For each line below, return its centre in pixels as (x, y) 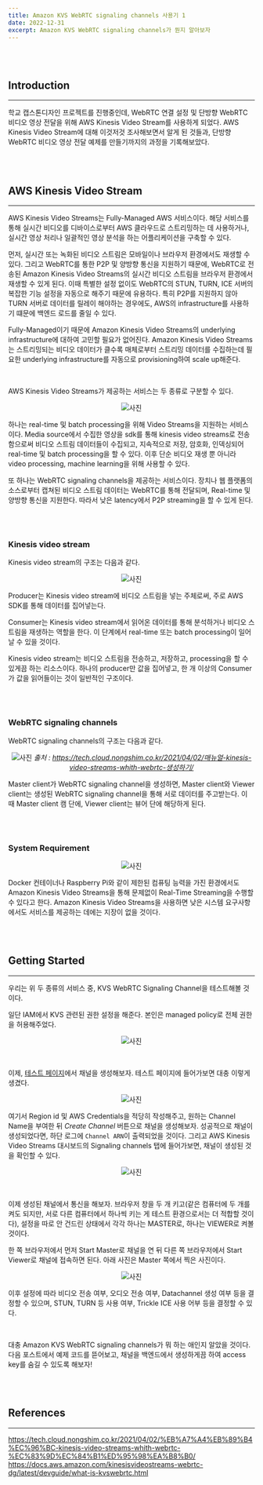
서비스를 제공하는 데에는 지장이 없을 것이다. (95, 912)
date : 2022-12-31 (36, 23)
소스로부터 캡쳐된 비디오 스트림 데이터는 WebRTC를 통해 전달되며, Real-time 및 (130, 490)
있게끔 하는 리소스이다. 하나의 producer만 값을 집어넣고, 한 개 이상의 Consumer (130, 669)
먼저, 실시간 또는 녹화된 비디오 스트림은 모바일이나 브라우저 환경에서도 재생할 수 (129, 254)
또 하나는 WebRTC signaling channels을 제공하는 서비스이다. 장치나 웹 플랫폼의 (130, 480)
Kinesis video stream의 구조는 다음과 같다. (74, 563)
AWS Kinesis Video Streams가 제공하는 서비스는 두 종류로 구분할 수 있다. (121, 391)
